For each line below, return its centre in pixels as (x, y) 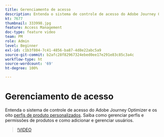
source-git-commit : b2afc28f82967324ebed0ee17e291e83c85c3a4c (70, 55)
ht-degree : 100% (21, 68)
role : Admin (17, 41)
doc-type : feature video (30, 32)
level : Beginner (21, 46)
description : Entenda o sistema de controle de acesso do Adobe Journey (81, 14)
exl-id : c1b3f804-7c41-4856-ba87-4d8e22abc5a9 (53, 50)
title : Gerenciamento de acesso (38, 9)
